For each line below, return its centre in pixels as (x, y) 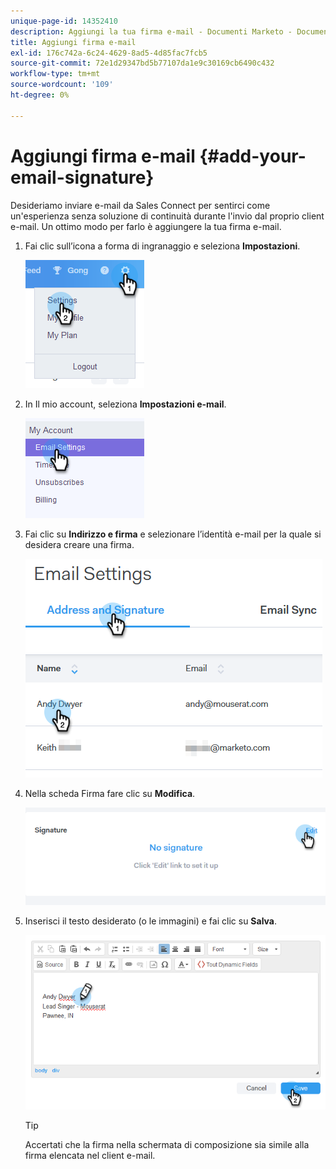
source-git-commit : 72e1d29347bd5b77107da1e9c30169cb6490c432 (142, 63)
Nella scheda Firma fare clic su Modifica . (110, 793)
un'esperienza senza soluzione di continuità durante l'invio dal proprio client (167, 216)
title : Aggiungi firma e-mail (73, 42)
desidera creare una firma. (79, 544)
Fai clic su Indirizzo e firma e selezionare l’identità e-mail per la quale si (173, 534)
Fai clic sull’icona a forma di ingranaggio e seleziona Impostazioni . (162, 246)
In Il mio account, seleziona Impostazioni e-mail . (125, 404)
